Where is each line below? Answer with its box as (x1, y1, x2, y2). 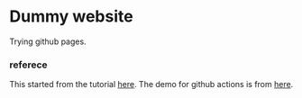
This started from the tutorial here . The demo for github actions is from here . (9, 79, 294, 90)
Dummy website (9, 6, 133, 27)
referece (9, 58, 48, 71)
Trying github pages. (9, 36, 87, 47)
